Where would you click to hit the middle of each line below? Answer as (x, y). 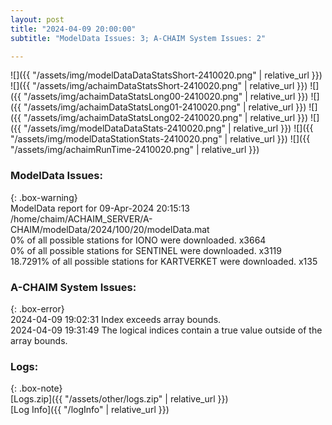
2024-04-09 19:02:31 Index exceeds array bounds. (116, 319)
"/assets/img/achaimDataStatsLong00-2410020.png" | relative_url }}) (166, 97)
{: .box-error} (37, 308)
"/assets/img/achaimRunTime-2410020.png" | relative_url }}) (135, 150)
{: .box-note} (36, 388)
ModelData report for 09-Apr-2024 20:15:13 (100, 208)
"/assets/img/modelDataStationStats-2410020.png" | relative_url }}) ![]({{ (160, 139)
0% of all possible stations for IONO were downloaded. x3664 (138, 240)
